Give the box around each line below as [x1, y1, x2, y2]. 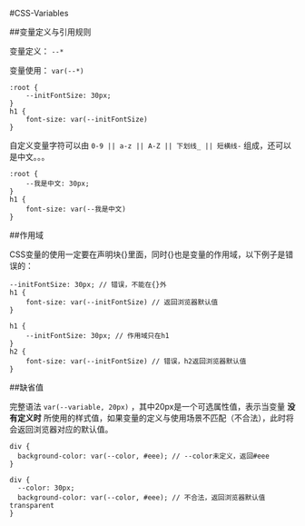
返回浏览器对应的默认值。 [16, 424, 113, 434]
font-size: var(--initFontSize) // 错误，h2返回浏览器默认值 [25, 357, 247, 366]
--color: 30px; [17, 483, 75, 492]
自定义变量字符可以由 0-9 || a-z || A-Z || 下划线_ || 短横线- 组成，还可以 [9, 140, 292, 151]
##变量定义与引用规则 [9, 26, 92, 37]
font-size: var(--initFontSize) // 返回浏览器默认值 [25, 298, 219, 307]
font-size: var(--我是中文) [25, 204, 127, 213]
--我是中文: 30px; [25, 179, 90, 188]
